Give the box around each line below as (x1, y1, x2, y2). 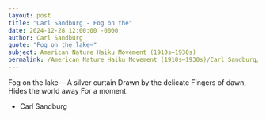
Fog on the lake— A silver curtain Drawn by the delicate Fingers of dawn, (8, 77, 247, 87)
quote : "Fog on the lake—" (8, 41, 97, 49)
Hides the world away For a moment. (8, 86, 128, 95)
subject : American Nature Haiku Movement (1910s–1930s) (8, 48, 196, 56)
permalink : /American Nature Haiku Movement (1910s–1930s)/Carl (8, 56, 225, 64)
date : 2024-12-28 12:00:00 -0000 (8, 26, 119, 34)
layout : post (8, 11, 51, 20)
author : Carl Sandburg (8, 33, 83, 42)
